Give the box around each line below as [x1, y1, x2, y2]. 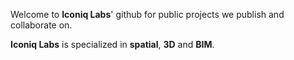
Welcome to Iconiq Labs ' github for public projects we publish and [10, 9, 285, 20]
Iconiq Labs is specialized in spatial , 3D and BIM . [10, 39, 215, 50]
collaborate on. [10, 19, 73, 31]
